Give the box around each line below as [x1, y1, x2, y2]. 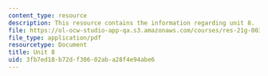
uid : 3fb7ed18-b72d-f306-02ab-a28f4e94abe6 [8, 56, 156, 64]
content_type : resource [8, 11, 88, 20]
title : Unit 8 [8, 48, 56, 56]
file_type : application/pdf [8, 33, 102, 42]
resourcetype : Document [8, 41, 88, 49]
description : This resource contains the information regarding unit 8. [8, 19, 255, 27]
